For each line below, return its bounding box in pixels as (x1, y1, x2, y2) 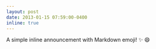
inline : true (6, 20, 39, 26)
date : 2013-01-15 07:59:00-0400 (6, 14, 87, 20)
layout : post (6, 8, 39, 15)
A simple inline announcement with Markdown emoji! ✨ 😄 (6, 36, 151, 44)
